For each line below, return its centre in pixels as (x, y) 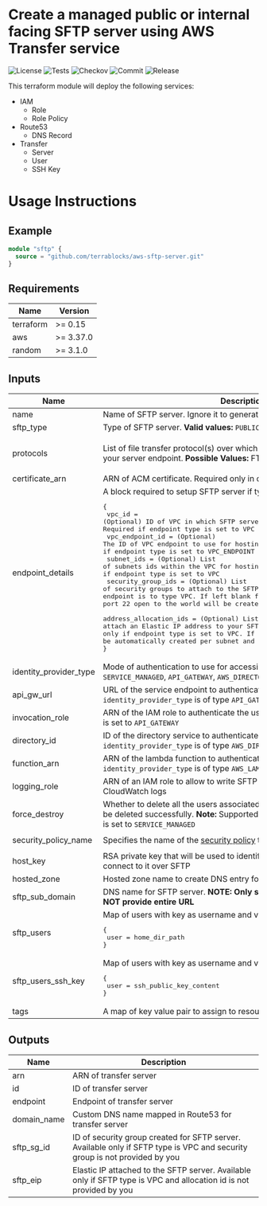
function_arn (36, 764)
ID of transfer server (110, 1089)
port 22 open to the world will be (167, 604)
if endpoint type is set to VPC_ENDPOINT (179, 552)
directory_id (35, 741)
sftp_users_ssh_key (48, 981)
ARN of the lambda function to (159, 758)
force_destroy (38, 814)
